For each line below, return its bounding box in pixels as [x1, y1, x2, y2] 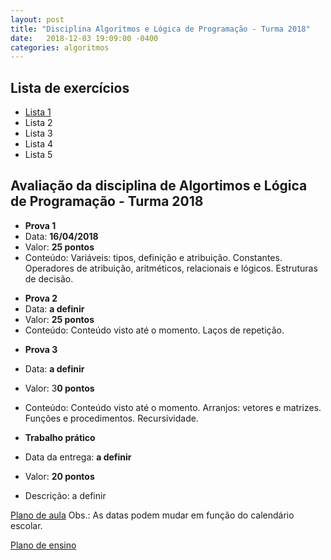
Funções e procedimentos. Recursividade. [24, 412, 199, 424]
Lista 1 [24, 106, 52, 118]
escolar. [10, 519, 43, 531]
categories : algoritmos [10, 42, 110, 53]
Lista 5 [24, 149, 53, 161]
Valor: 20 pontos [24, 470, 95, 482]
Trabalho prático [24, 431, 96, 443]
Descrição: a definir [24, 489, 107, 501]
